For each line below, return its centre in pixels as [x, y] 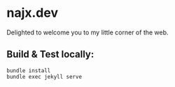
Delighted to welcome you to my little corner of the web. [87, 32]
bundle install [29, 71]
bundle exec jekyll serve [44, 76]
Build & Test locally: [50, 54]
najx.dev [33, 13]
